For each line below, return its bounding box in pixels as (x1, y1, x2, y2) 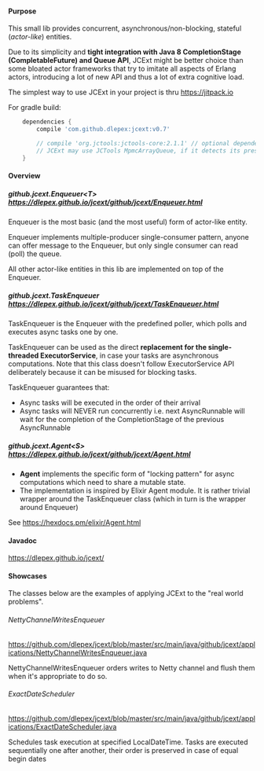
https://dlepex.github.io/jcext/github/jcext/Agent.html (8, 449, 191, 459)
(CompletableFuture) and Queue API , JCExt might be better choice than (8, 56, 244, 65)
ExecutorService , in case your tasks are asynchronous (40, 351, 219, 361)
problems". (8, 597, 44, 607)
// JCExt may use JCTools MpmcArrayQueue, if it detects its (36, 146, 241, 155)
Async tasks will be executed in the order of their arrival (19, 398, 201, 408)
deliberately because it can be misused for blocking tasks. (8, 368, 197, 377)
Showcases (8, 571, 47, 581)
